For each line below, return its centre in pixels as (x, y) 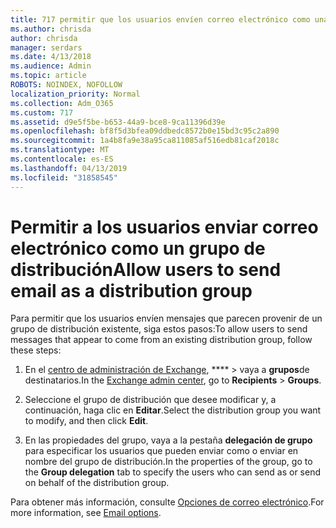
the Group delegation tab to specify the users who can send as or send (172, 472)
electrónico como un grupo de (138, 248)
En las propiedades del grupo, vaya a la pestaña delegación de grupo (168, 440)
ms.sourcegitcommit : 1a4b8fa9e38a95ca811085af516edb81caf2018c (145, 141)
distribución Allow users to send (146, 269)
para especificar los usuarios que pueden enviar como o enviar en (161, 451)
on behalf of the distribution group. (97, 483)
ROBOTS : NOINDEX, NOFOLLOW (66, 85)
